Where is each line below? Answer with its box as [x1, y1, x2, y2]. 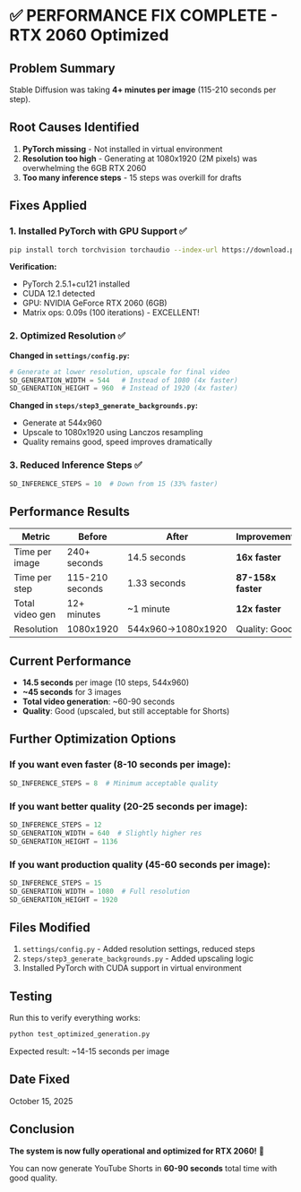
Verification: [9, 262, 57, 272]
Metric [21, 530, 51, 543]
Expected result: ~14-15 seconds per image [9, 1046, 170, 1057]
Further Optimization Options [9, 732, 176, 747]
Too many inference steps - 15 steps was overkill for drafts [21, 172, 242, 183]
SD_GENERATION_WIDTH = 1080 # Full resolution [9, 887, 191, 896]
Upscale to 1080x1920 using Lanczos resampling [21, 427, 203, 438]
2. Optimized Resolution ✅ [9, 330, 126, 342]
